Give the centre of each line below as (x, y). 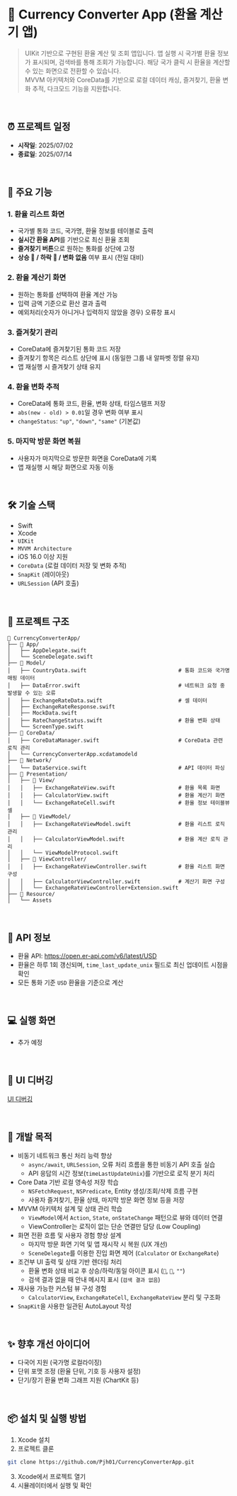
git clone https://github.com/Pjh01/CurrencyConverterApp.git (101, 1462)
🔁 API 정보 (29, 937)
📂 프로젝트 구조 (38, 622)
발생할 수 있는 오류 (31, 693)
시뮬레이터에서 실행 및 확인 (54, 1485)
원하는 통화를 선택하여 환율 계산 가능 (68, 294)
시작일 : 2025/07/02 (45, 145)
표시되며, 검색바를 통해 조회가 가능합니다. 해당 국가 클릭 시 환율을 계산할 (131, 62)
